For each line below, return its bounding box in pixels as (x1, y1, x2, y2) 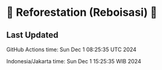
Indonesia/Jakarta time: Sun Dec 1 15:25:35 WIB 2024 (6, 58, 142, 65)
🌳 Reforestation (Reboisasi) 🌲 (6, 5, 158, 19)
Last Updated (6, 30, 59, 40)
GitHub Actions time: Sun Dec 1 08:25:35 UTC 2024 (6, 46, 137, 53)
